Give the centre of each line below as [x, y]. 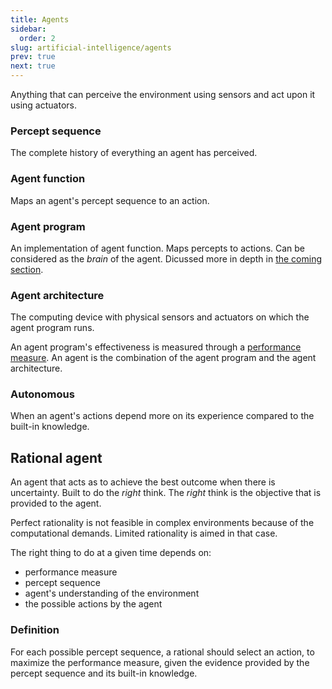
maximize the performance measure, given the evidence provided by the [160, 662]
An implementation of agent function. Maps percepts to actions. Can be [158, 248]
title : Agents [40, 19]
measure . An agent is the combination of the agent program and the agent [163, 358]
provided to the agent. [56, 503]
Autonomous [42, 394]
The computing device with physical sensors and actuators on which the [160, 317]
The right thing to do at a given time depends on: [111, 553]
